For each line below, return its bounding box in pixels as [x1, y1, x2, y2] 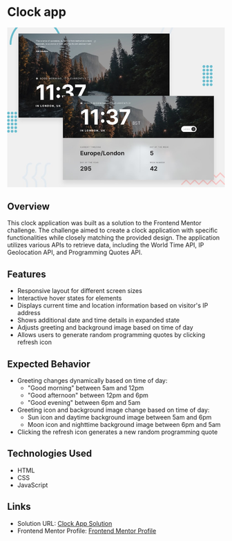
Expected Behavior [7, 358, 91, 370]
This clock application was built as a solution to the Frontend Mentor [7, 219, 202, 227]
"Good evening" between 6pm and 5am [27, 398, 141, 406]
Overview [7, 200, 50, 212]
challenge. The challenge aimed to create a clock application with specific [7, 226, 218, 235]
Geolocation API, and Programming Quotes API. [7, 248, 143, 256]
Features [7, 268, 46, 280]
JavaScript [17, 481, 48, 489]
